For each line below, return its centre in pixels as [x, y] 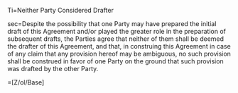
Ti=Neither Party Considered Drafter [60, 10]
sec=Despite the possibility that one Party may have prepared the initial [112, 24]
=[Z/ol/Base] [26, 82]
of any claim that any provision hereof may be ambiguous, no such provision [119, 54]
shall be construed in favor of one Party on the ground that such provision [115, 61]
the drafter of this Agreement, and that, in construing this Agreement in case [119, 46]
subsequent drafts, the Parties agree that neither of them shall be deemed [116, 39]
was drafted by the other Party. [53, 69]
